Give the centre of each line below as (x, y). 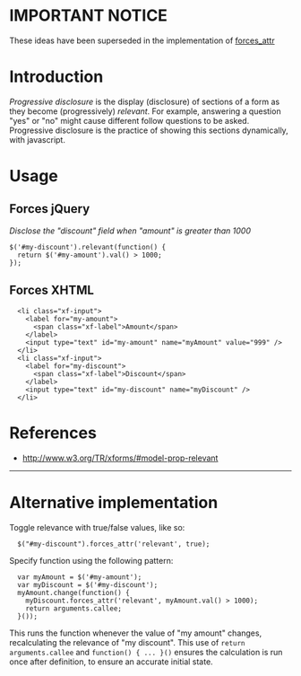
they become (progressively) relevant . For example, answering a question (145, 111)
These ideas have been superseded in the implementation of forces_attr (142, 40)
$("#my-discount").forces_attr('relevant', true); (114, 544)
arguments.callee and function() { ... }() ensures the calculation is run (146, 652)
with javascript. (37, 139)
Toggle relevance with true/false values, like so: (97, 527)
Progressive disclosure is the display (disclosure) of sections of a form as (145, 101)
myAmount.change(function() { (73, 593)
